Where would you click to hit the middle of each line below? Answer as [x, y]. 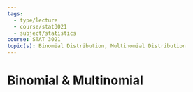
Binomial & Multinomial [75, 80]
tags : [15, 14]
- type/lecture [36, 20]
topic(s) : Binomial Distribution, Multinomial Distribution [97, 46]
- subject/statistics [45, 33]
